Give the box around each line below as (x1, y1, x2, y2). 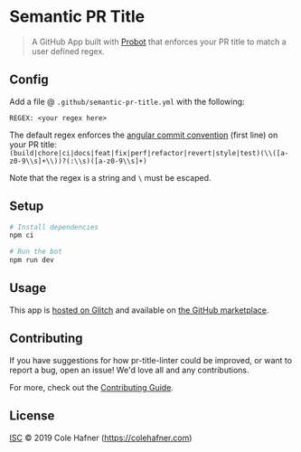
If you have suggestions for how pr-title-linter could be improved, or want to (9, 354, 292, 365)
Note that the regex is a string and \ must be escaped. (9, 172, 212, 183)
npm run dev (9, 256, 54, 265)
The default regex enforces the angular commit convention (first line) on (9, 129, 278, 140)
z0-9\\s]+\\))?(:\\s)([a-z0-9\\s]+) (9, 156, 147, 165)
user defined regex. (31, 45, 106, 56)
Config (9, 72, 49, 88)
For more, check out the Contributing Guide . (9, 381, 174, 392)
